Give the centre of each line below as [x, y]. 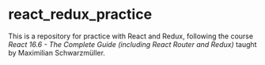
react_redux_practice [80, 14]
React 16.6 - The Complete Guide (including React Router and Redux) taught [132, 44]
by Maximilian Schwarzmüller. [57, 52]
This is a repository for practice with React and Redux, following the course [131, 36]
